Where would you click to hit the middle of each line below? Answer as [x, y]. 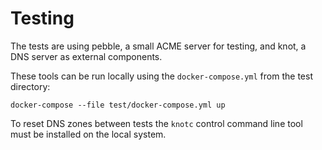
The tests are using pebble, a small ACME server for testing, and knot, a [158, 46]
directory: [30, 86]
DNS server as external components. [86, 56]
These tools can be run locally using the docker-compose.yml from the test [161, 76]
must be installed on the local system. [88, 134]
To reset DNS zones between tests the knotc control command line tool [156, 123]
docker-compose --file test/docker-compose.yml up [118, 105]
